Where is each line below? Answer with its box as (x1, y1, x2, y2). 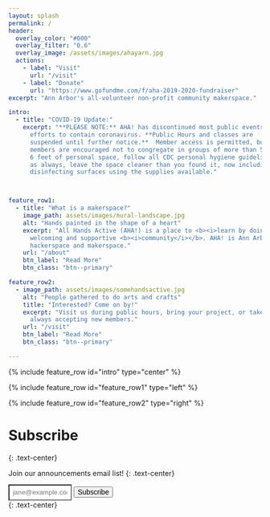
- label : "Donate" (22, 79, 84, 87)
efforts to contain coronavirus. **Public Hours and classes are (29, 131, 253, 139)
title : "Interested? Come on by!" (22, 300, 138, 309)
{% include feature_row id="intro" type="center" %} (8, 367, 182, 377)
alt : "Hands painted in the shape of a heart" (22, 218, 182, 227)
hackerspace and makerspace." (29, 242, 131, 250)
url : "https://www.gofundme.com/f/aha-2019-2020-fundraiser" (29, 86, 239, 95)
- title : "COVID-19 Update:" (15, 116, 113, 124)
